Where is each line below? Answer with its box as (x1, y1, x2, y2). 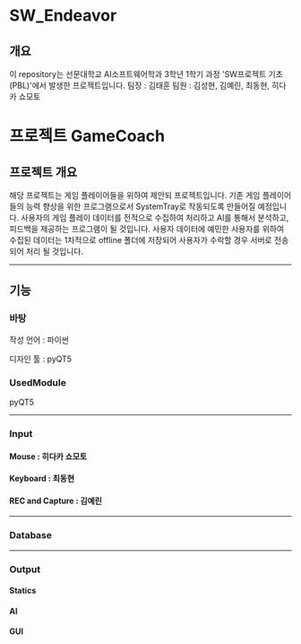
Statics (9, 585, 37, 596)
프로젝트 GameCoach (9, 126, 166, 146)
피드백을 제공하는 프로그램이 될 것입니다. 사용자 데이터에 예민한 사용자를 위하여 (9, 223, 285, 234)
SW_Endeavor (9, 5, 117, 26)
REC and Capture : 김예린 (9, 495, 103, 506)
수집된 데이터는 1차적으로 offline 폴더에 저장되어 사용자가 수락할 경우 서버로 (9, 235, 272, 245)
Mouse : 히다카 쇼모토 (9, 450, 88, 462)
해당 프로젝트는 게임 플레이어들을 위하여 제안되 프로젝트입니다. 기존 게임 (9, 190, 261, 200)
